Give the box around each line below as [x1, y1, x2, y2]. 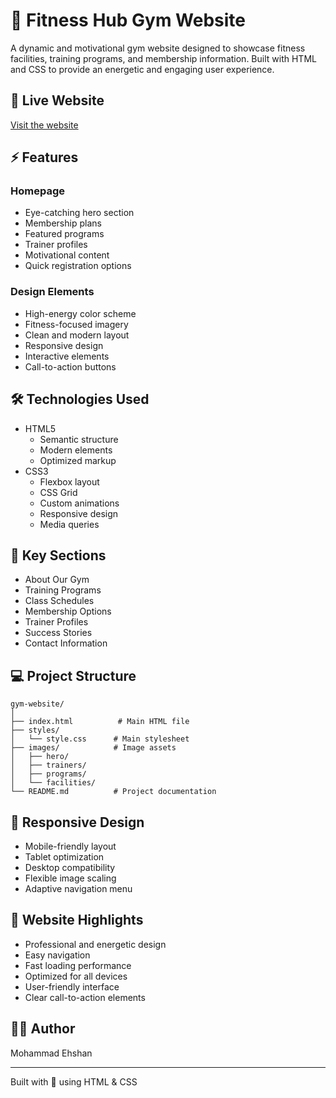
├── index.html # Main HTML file [10, 717, 190, 727]
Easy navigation [24, 949, 91, 961]
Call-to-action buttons [24, 360, 117, 373]
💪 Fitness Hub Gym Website [10, 9, 246, 32]
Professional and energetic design [24, 938, 167, 950]
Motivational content [24, 249, 110, 261]
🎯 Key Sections [10, 547, 107, 564]
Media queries [39, 518, 100, 530]
